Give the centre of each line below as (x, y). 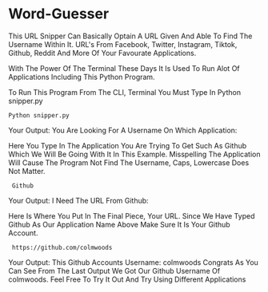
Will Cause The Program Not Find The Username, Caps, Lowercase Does (129, 162)
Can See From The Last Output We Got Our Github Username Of (114, 270)
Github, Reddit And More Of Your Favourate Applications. (102, 53)
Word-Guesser (59, 14)
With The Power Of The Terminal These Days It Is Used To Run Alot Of (124, 68)
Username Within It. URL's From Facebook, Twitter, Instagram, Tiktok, (123, 44)
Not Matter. (27, 171)
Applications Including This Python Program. (82, 77)
